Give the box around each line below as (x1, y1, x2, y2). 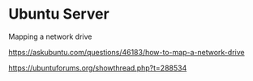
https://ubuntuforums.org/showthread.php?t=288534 (8, 62, 187, 73)
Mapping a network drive (8, 32, 92, 41)
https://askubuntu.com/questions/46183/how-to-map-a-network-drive (8, 47, 245, 57)
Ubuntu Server (8, 5, 109, 23)
